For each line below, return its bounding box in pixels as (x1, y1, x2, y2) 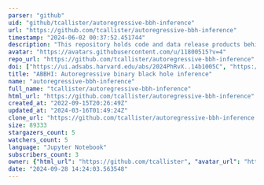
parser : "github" (8, 11, 65, 20)
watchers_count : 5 (8, 135, 68, 144)
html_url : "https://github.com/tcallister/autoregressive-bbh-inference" (8, 92, 255, 100)
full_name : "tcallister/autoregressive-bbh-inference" (8, 84, 192, 93)
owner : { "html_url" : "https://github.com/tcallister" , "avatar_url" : (8, 158, 241, 166)
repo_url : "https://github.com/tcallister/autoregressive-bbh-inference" (8, 56, 255, 64)
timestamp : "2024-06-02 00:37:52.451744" (8, 33, 146, 42)
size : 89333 (8, 121, 47, 129)
